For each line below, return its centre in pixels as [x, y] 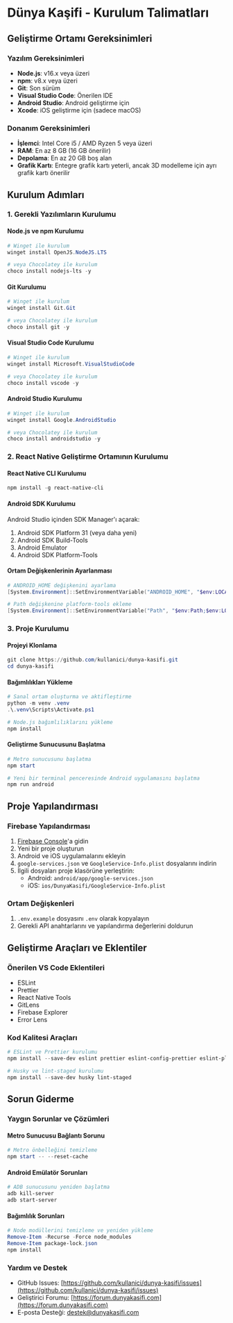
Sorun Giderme [41, 1099]
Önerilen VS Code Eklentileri [56, 967]
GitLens [28, 1005]
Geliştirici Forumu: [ [45, 1297]
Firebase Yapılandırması [49, 826]
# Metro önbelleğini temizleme [52, 1150]
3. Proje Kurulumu [38, 629]
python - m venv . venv [38, 703]
